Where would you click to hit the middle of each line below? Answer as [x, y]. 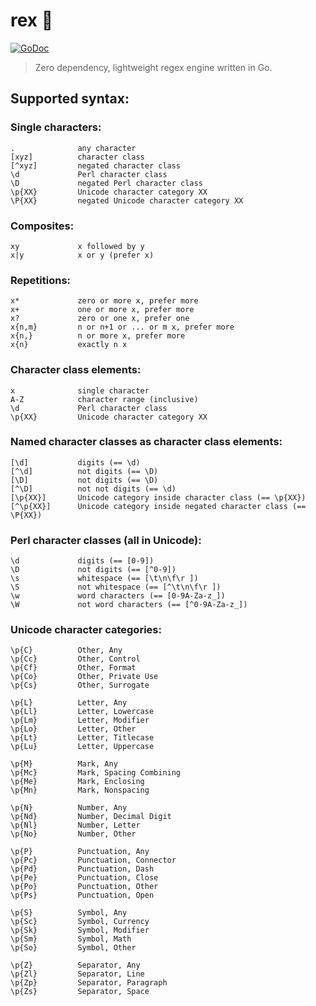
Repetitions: [41, 280]
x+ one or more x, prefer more [102, 310]
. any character [73, 148]
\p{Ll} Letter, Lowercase [82, 712]
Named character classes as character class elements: [146, 442]
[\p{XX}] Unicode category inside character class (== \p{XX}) [158, 497]
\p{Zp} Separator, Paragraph [89, 983]
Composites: [42, 226]
